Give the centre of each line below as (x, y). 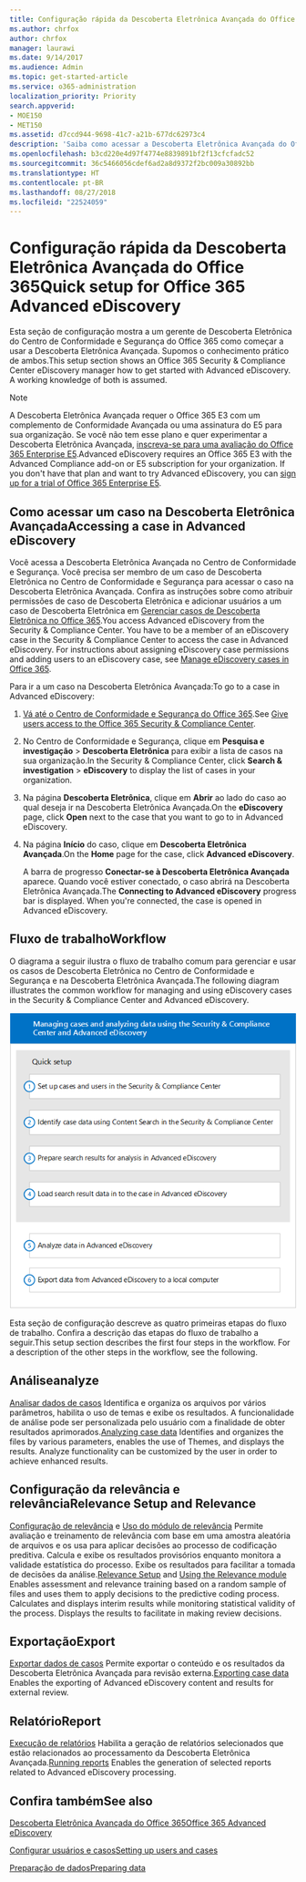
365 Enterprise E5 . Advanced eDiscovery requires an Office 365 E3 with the (151, 454)
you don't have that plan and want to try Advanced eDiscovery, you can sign (153, 473)
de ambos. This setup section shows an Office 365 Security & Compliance (148, 361)
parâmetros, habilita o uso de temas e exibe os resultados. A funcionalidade (152, 1412)
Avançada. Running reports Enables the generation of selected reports (140, 1763)
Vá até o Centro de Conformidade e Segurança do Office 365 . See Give (155, 714)
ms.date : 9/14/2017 (46, 58)
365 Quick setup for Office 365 (127, 287)
